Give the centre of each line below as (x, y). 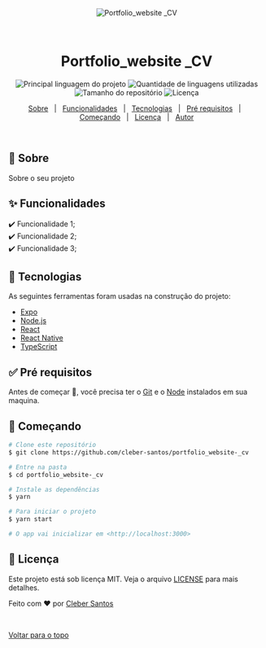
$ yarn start (31, 519)
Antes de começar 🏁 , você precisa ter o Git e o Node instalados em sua (128, 392)
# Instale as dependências (54, 489)
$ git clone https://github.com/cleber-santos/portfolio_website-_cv (129, 452)
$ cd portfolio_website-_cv (56, 475)
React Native (41, 338)
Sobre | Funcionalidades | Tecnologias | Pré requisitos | (135, 108)
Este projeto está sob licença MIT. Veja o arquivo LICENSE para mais (123, 579)
